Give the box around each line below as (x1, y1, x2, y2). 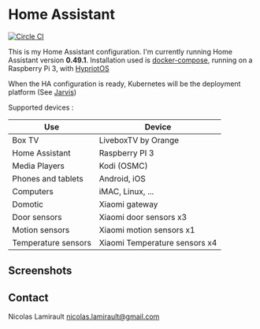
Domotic (12, 199, 43, 210)
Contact (8, 290, 49, 305)
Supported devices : (8, 103, 74, 112)
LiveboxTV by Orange (98, 134, 180, 145)
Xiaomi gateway (98, 199, 158, 210)
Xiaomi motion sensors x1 (98, 224, 195, 235)
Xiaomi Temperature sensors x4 (98, 237, 217, 248)
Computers (12, 185, 54, 196)
